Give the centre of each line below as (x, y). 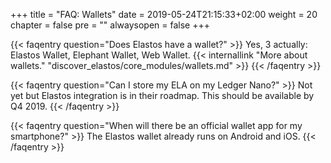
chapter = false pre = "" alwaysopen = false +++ (110, 25)
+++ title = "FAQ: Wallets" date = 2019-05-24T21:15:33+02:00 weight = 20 (164, 14)
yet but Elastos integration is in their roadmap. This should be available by (162, 95)
